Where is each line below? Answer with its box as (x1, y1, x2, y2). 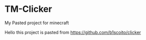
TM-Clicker (4, 3, 52, 15)
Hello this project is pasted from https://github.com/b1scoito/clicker (4, 29, 141, 35)
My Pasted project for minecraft (4, 20, 69, 26)
